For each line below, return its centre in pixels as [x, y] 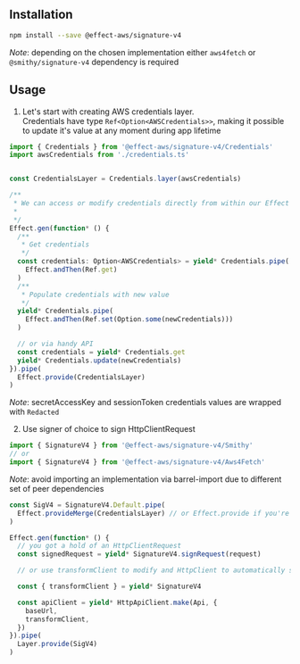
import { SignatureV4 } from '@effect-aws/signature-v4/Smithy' [131, 445]
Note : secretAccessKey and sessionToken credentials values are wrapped [146, 403]
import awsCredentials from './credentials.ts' [100, 155]
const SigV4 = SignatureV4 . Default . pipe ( [87, 505]
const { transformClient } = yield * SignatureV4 [109, 586]
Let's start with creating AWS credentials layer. [108, 112]
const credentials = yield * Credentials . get [101, 352]
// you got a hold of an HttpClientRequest [99, 546]
